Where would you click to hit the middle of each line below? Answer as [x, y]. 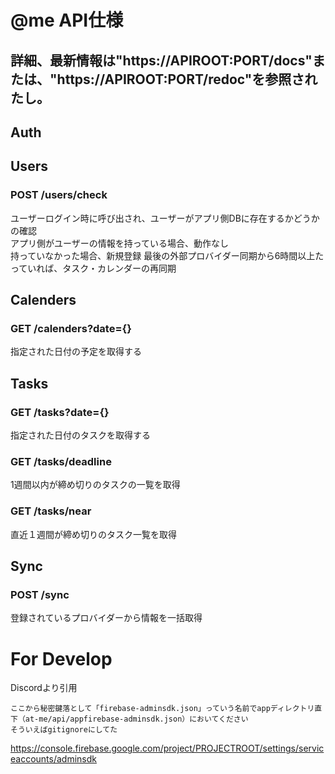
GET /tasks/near [51, 511]
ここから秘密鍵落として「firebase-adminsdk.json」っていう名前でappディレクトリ [162, 709]
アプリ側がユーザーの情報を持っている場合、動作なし [120, 243]
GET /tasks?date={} [60, 412]
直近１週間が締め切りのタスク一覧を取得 [93, 534]
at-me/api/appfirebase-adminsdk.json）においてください [136, 719]
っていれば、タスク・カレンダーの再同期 [93, 268]
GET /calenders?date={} [71, 328]
